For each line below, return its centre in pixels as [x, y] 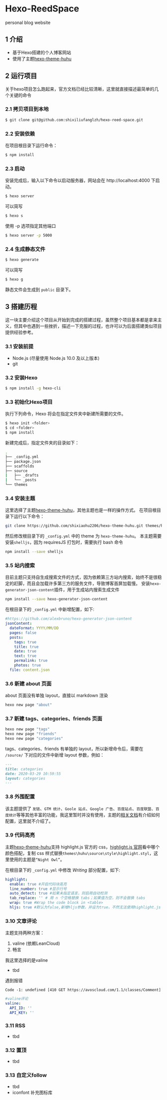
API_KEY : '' [22, 1013]
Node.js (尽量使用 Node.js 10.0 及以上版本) [56, 358]
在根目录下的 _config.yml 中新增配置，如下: [50, 609]
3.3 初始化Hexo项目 [29, 402]
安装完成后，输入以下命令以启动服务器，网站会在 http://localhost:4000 [78, 181]
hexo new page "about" [29, 705]
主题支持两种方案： [25, 933]
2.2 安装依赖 [20, 134]
